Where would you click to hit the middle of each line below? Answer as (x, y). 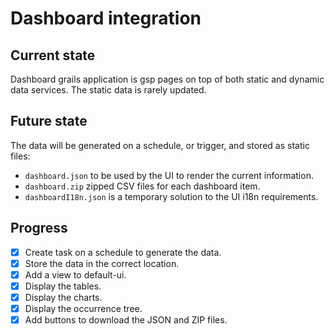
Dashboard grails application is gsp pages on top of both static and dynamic (167, 79)
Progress (39, 228)
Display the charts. (63, 297)
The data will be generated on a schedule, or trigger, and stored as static (160, 145)
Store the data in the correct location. (102, 263)
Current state (53, 55)
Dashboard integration (106, 18)
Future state (49, 121)
